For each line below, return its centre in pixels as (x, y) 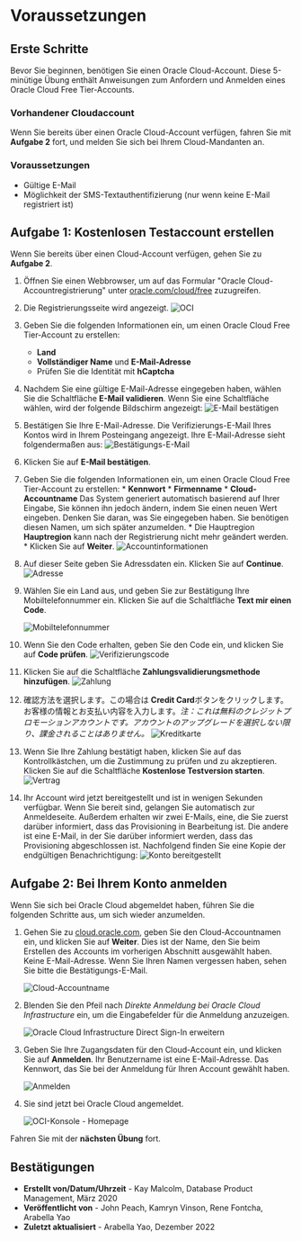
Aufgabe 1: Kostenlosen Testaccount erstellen (142, 232)
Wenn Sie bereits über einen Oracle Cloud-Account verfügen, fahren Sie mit (150, 132)
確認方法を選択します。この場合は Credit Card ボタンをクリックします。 (155, 700)
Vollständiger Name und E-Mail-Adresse (114, 362)
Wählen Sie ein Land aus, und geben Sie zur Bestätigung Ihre (136, 591)
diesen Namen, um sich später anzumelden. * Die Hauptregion (139, 527)
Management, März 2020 (70, 1199)
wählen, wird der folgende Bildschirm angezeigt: (113, 408)
